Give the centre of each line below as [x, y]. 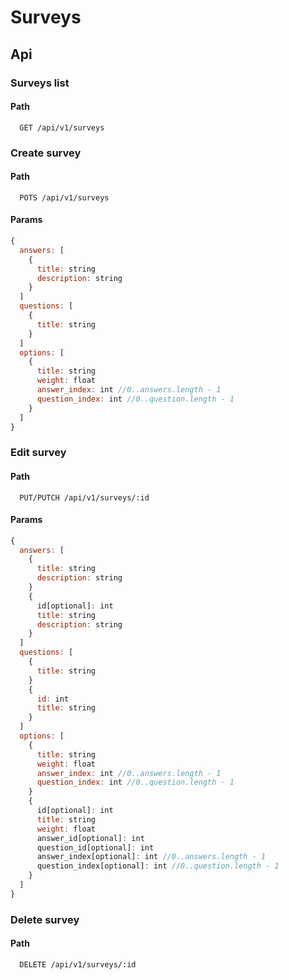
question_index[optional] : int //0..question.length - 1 [158, 866]
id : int [53, 699]
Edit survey [38, 453]
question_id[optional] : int [95, 847]
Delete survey [45, 919]
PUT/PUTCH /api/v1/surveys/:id [84, 497]
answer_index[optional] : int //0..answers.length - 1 [151, 857]
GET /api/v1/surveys [62, 127]
